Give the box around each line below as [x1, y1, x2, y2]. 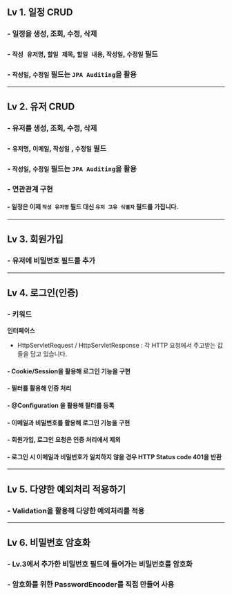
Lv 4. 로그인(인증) [7, 287, 79, 299]
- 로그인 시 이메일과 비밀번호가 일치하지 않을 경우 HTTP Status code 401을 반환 [7, 452, 222, 461]
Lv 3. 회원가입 [7, 233, 64, 245]
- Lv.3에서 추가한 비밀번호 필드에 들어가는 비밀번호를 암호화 [7, 560, 193, 569]
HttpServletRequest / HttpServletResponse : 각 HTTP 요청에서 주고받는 [17, 341, 216, 350]
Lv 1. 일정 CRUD [7, 6, 73, 19]
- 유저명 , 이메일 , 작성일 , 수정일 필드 [7, 143, 107, 153]
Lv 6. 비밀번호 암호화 [7, 537, 91, 549]
